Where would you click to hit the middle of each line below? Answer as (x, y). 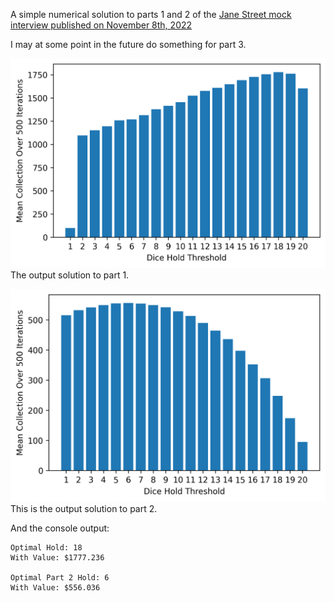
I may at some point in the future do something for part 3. (128, 44)
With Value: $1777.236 (57, 558)
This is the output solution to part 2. (84, 509)
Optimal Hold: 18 (46, 548)
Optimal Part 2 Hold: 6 (60, 578)
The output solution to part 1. (70, 275)
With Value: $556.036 (55, 588)
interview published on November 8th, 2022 (101, 25)
